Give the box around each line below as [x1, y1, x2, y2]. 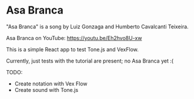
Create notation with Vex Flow [14, 80, 88, 87]
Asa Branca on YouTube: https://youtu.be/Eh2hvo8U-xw [6, 34, 142, 41]
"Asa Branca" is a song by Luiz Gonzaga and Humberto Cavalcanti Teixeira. [6, 23, 189, 30]
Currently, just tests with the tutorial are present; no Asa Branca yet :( [6, 57, 174, 64]
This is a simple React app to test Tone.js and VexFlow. [6, 45, 139, 53]
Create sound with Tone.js [14, 86, 78, 93]
